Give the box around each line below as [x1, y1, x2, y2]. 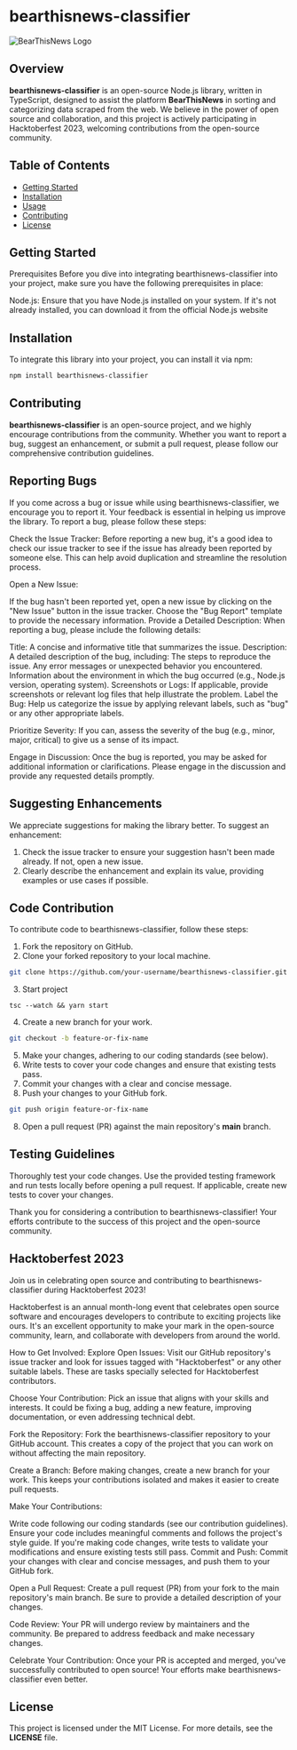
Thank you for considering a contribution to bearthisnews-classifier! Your [9, 1206, 277, 1217]
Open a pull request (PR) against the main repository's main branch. [21, 1121, 271, 1131]
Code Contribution [9, 900, 114, 915]
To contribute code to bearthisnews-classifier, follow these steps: [9, 924, 249, 935]
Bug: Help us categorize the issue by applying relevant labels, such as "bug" [9, 698, 289, 708]
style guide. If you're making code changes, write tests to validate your [9, 1537, 269, 1547]
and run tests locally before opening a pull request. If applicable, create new [9, 1179, 287, 1190]
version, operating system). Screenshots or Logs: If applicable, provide [9, 679, 269, 690]
